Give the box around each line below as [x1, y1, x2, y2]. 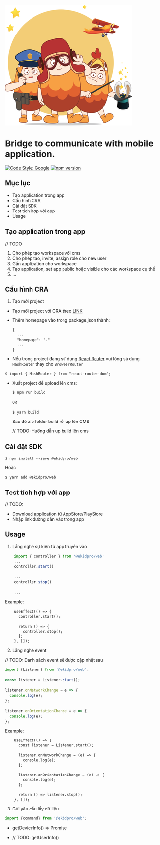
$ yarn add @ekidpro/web [5, 475, 56, 480]
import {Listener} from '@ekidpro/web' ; [5, 667, 90, 672]
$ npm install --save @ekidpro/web [5, 456, 78, 461]
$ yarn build [12, 410, 39, 415]
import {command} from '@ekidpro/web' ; [5, 816, 87, 821]
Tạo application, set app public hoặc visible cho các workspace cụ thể [12, 266, 155, 272]
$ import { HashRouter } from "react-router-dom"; [5, 371, 111, 377]
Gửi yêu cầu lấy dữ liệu [12, 806, 59, 812]
